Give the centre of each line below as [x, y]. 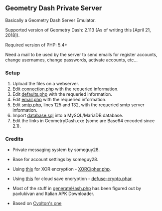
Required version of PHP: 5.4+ [36, 45]
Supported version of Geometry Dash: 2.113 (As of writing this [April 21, [78, 30]
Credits [14, 139]
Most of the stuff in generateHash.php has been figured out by [77, 189]
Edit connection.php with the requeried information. [65, 89]
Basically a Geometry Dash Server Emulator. [51, 20]
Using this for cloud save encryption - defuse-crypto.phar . [73, 179]
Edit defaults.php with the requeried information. [62, 94]
